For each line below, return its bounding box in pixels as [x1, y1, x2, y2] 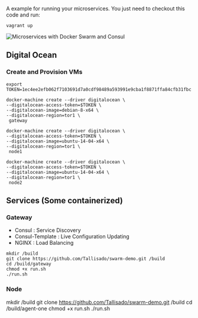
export [6, 81, 22, 87]
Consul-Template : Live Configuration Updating [14, 233, 130, 240]
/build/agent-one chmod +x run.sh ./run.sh [6, 304, 111, 312]
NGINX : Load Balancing [14, 239, 74, 246]
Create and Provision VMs [6, 68, 83, 76]
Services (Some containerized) [6, 196, 123, 206]
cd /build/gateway [6, 261, 51, 267]
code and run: [6, 11, 40, 18]
